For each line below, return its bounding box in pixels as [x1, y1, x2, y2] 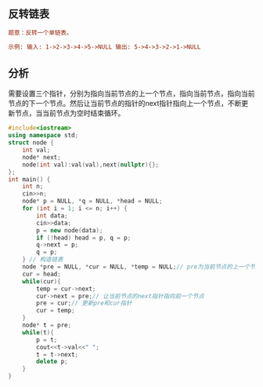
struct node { [8, 139, 55, 147]
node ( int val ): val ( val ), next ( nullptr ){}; [22, 160, 159, 169]
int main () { [8, 175, 51, 183]
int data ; [36, 211, 68, 220]
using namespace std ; [8, 132, 79, 140]
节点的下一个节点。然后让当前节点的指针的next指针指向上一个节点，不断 [8, 99, 242, 108]
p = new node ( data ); [36, 226, 103, 234]
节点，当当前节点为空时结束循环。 [14, 108, 125, 118]
